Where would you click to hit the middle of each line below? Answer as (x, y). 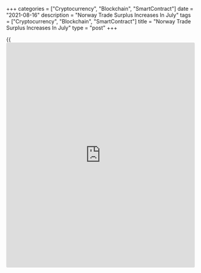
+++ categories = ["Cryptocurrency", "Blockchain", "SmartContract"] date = (100, 9)
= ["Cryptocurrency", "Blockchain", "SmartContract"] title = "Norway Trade (99, 21)
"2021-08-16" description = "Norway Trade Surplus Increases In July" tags (99, 15)
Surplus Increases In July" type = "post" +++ (62, 28)
